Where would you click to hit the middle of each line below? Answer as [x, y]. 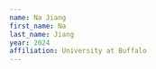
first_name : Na [38, 26]
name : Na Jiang [38, 17]
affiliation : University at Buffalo [78, 51]
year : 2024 [30, 43]
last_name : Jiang [42, 34]
